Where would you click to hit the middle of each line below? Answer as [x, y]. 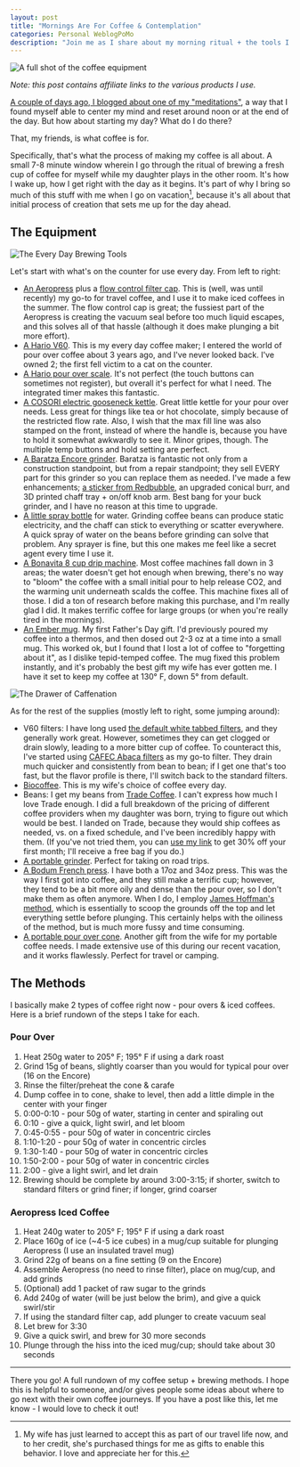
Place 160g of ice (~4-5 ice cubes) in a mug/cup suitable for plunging [150, 1241]
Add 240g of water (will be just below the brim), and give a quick [142, 1298]
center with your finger [65, 1104]
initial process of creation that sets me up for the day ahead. [121, 204]
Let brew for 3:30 [55, 1326]
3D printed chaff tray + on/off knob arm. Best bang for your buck [142, 496]
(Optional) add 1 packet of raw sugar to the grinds [114, 1289]
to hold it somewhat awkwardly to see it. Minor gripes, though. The [146, 440]
